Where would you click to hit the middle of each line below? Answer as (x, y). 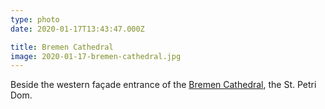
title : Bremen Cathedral (62, 47)
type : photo (35, 19)
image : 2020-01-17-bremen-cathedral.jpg (96, 56)
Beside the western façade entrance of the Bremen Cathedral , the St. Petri (163, 85)
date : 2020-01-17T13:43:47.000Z (77, 29)
